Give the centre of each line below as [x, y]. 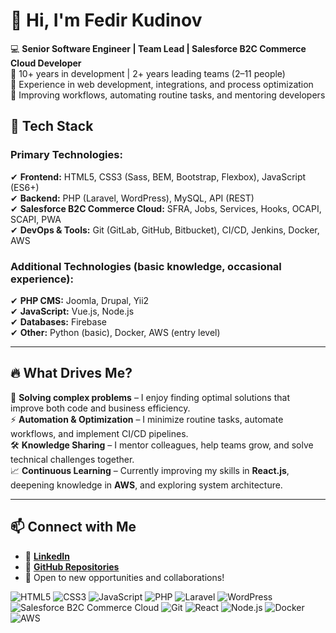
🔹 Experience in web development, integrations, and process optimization [162, 84]
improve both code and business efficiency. [100, 408]
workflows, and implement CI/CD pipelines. [99, 433]
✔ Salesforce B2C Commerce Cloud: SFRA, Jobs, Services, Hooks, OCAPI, [166, 208]
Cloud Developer [46, 63]
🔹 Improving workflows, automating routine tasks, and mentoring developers [168, 95]
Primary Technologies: [66, 155]
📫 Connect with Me [73, 527]
